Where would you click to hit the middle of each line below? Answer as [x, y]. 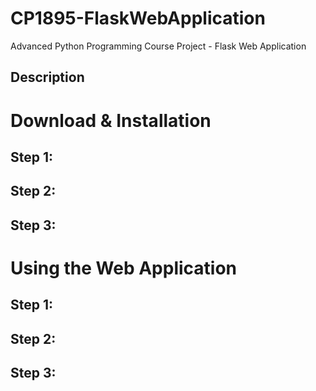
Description [47, 77]
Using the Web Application [124, 268]
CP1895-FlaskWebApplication [138, 18]
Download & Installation [111, 120]
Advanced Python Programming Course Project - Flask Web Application [158, 46]
